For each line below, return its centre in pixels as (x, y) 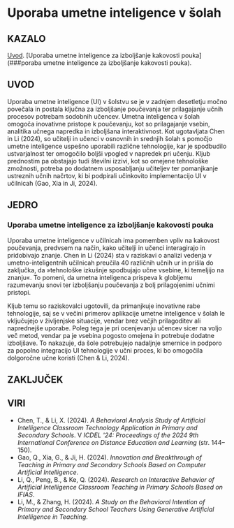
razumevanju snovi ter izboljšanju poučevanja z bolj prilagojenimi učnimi (111, 285)
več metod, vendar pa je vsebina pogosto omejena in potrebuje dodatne (111, 335)
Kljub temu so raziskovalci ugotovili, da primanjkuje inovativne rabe (104, 306)
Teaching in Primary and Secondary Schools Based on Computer (111, 464)
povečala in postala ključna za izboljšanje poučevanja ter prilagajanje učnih (115, 109)
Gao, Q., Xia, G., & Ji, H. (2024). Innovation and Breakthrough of (110, 457)
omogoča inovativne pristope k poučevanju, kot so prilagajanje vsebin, (109, 124)
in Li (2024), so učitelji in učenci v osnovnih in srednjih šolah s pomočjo (110, 138)
